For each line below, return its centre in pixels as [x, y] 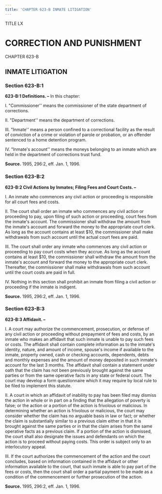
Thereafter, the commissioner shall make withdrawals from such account [78, 267]
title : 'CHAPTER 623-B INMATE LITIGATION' [48, 9]
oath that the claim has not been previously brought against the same [74, 370]
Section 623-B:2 [25, 176]
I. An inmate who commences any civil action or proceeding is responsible [79, 196]
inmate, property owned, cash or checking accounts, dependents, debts [77, 354]
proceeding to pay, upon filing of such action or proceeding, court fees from [81, 216]
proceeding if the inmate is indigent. [41, 287]
